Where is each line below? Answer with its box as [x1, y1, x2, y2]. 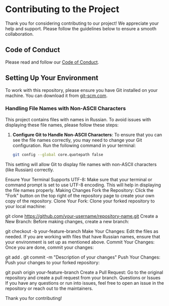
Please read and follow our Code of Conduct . [5, 59, 99, 65]
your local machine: [5, 203, 46, 209]
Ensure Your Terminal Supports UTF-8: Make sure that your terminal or [5, 176, 152, 182]
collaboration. [5, 31, 34, 37]
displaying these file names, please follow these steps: [5, 122, 119, 128]
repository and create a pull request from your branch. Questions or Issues [5, 274, 160, 281]
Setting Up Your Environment [5, 74, 98, 82]
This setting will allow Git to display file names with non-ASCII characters [5, 161, 157, 167]
